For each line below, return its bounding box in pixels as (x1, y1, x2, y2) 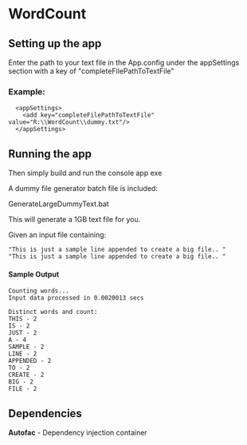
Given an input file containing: (8, 230, 107, 240)
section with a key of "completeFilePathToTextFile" (8, 66, 174, 76)
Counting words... (8, 287, 69, 296)
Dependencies (8, 407, 82, 420)
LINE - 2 (8, 350, 37, 358)
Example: (8, 85, 45, 97)
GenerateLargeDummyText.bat (8, 199, 109, 209)
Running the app (8, 147, 92, 161)
